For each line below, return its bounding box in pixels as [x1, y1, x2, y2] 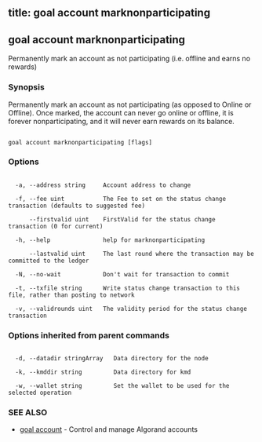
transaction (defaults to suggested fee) [8, 202, 146, 210]
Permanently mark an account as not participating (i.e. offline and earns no [8, 54, 251, 64]
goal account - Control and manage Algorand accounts [19, 425, 198, 434]
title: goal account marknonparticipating [8, 6, 210, 20]
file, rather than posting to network [8, 290, 135, 299]
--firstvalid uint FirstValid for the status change [28, 215, 216, 223]
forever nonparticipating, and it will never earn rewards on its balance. [8, 116, 235, 126]
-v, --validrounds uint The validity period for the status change [15, 305, 247, 312]
